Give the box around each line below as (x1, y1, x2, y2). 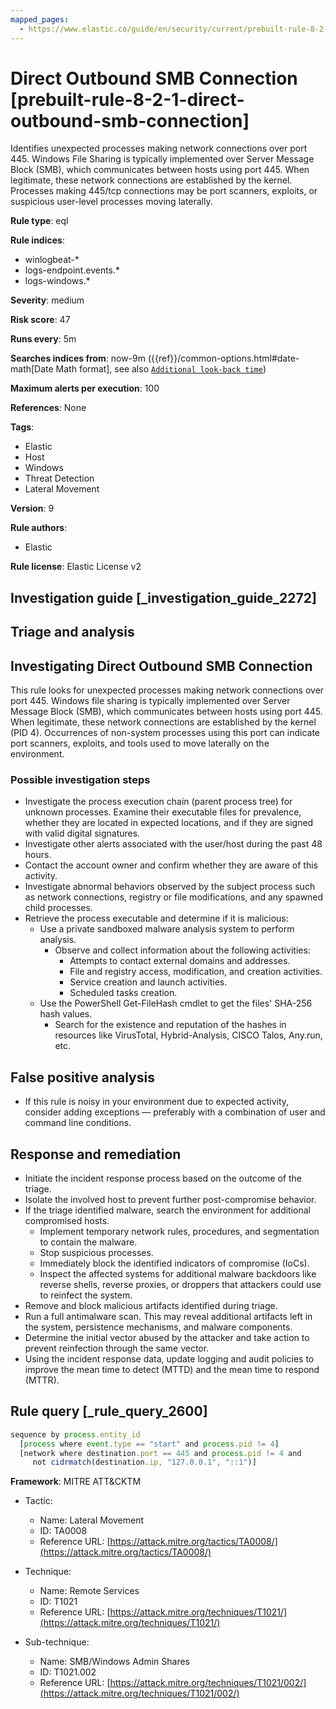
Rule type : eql (10, 215, 69, 227)
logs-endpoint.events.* (24, 264, 121, 276)
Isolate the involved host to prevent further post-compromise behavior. (24, 1193, 317, 1205)
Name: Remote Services (39, 1585, 140, 1597)
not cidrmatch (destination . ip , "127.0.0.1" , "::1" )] (32, 1457, 257, 1468)
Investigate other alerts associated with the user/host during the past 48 (24, 838, 323, 850)
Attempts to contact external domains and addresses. (69, 955, 291, 967)
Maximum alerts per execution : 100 (10, 382, 160, 395)
